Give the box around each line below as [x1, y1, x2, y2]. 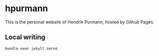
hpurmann [5, 3, 48, 14]
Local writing [5, 33, 46, 41]
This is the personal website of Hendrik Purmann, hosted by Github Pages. [5, 19, 155, 25]
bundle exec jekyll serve [5, 46, 57, 51]
